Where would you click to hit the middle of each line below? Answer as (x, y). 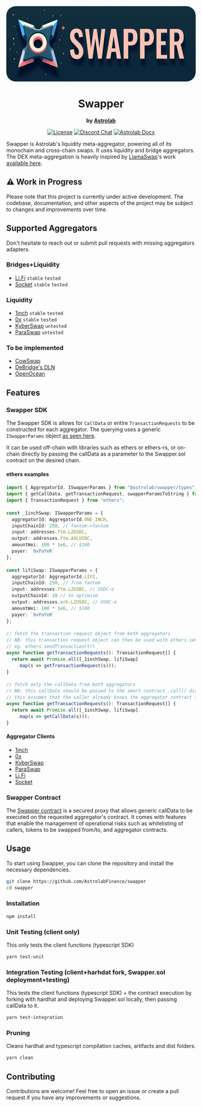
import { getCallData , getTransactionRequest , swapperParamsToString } (98, 494)
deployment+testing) (38, 980)
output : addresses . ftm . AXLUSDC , (52, 539)
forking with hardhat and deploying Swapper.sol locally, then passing (92, 999)
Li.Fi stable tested (38, 278)
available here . (24, 163)
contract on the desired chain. (44, 460)
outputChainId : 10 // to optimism (55, 596)
